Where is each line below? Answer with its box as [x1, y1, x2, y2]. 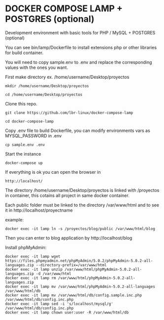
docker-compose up [5, 160, 43, 165]
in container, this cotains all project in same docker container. [5, 192, 130, 198]
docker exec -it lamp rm [5, 275, 56, 281]
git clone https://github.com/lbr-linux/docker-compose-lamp [5, 110, 133, 115]
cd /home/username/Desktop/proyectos [5, 92, 83, 97]
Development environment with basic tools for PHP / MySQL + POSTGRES [5, 30, 156, 35]
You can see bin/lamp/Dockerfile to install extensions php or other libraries [5, 44, 157, 50]
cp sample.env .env [5, 142, 45, 147]
